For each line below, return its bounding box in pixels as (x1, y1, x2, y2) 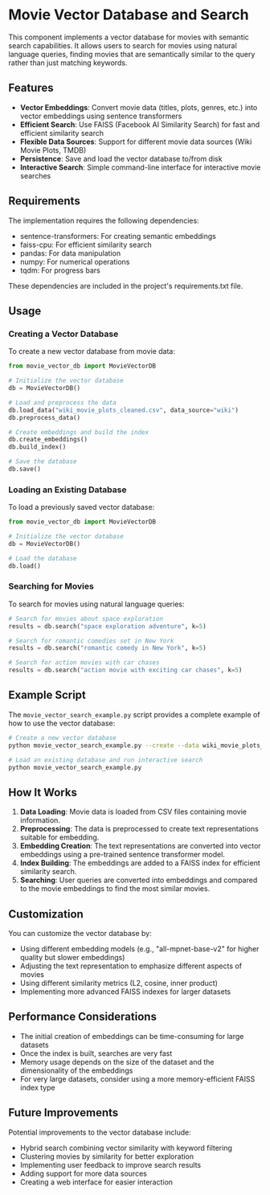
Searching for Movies (8, 581, 94, 592)
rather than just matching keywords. (8, 58, 128, 68)
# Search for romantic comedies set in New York (8, 637, 174, 645)
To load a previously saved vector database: (8, 503, 155, 512)
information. (19, 815, 60, 825)
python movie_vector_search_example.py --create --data (8, 741, 199, 749)
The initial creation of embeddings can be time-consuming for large (19, 1031, 244, 1041)
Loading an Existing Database (8, 484, 127, 495)
